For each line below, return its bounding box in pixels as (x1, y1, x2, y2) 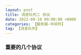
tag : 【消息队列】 (5, 26, 40, 31)
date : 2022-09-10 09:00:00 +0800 (5, 17, 76, 22)
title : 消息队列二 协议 (5, 12, 50, 17)
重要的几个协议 (5, 44, 42, 51)
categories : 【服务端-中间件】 (5, 21, 66, 27)
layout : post (5, 7, 33, 13)
